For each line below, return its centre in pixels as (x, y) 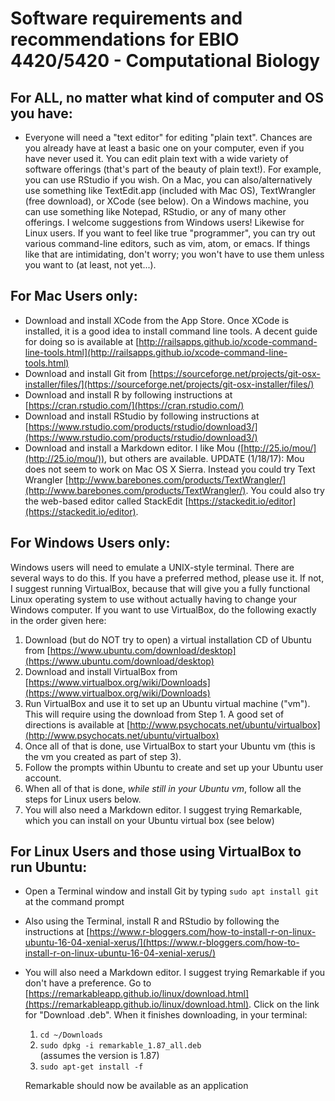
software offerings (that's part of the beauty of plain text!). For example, (173, 169)
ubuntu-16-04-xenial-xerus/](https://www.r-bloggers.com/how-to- (162, 943)
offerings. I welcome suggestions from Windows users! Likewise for (164, 222)
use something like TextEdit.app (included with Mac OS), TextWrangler (170, 190)
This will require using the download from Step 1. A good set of (154, 714)
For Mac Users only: (74, 296)
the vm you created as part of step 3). (103, 756)
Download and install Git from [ (88, 373)
